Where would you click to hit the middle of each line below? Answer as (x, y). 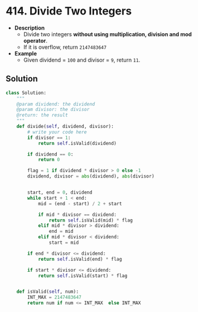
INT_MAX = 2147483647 (55, 298)
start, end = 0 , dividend (60, 193)
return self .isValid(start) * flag (83, 276)
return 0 (49, 160)
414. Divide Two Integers (69, 11)
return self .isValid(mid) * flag (91, 220)
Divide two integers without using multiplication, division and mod (107, 34)
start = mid (64, 243)
